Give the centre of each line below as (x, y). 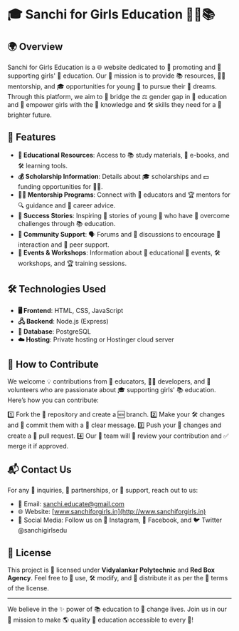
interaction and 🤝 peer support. (63, 245)
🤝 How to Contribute (53, 365)
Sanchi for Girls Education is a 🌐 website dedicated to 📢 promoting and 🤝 (115, 67)
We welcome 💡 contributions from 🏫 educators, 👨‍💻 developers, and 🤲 (109, 381)
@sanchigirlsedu (42, 530)
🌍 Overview (35, 47)
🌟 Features (32, 137)
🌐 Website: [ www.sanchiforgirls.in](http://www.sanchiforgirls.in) (112, 512)
